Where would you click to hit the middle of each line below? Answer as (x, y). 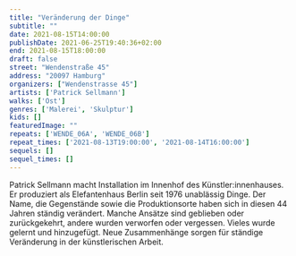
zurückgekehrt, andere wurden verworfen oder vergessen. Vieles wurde (142, 222)
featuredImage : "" (43, 126)
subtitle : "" (34, 26)
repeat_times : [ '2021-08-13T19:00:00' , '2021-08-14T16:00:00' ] (130, 142)
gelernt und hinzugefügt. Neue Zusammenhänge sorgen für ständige (136, 232)
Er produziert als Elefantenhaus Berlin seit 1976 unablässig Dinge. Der (138, 194)
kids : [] (25, 117)
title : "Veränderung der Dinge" (69, 17)
